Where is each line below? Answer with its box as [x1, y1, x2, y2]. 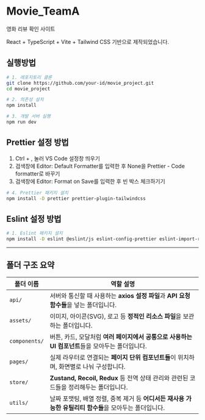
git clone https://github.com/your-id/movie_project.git [6, 80, 154, 86]
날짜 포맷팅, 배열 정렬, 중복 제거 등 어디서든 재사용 [49, 394, 185, 403]
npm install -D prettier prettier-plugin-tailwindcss [6, 195, 146, 202]
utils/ [9, 399, 29, 406]
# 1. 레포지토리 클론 [6, 74, 52, 80]
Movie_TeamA [6, 4, 80, 18]
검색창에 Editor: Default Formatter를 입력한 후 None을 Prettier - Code [15, 162, 185, 169]
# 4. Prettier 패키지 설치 [6, 190, 69, 196]
